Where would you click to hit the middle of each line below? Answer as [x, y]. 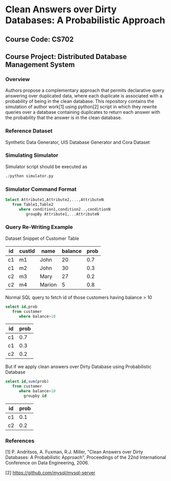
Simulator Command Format [41, 189]
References [20, 440]
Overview [18, 79]
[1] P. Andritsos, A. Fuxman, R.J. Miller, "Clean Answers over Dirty [74, 452]
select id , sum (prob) [27, 382]
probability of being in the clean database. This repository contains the [80, 102]
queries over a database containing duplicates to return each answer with [83, 112]
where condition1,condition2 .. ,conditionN [65, 209]
